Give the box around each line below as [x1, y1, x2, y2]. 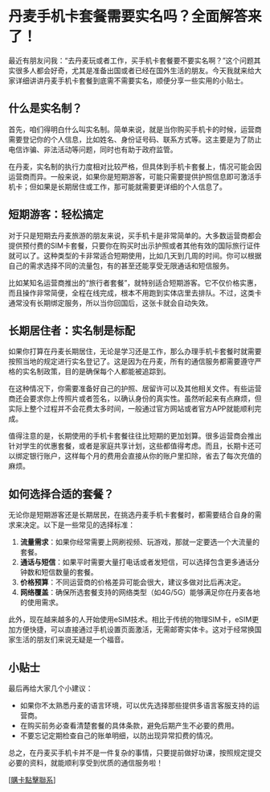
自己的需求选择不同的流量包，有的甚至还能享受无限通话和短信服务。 [8, 261, 234, 270]
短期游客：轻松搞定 [8, 208, 104, 221]
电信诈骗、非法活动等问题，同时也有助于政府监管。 [8, 144, 178, 154]
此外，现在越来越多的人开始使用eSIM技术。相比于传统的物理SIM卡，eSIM [8, 615, 252, 625]
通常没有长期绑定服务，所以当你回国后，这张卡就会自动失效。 [8, 298, 213, 307]
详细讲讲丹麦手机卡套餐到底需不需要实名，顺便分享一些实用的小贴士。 [14, 76, 247, 85]
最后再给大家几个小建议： [8, 683, 93, 693]
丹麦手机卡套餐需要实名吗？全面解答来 [8, 7, 263, 26]
